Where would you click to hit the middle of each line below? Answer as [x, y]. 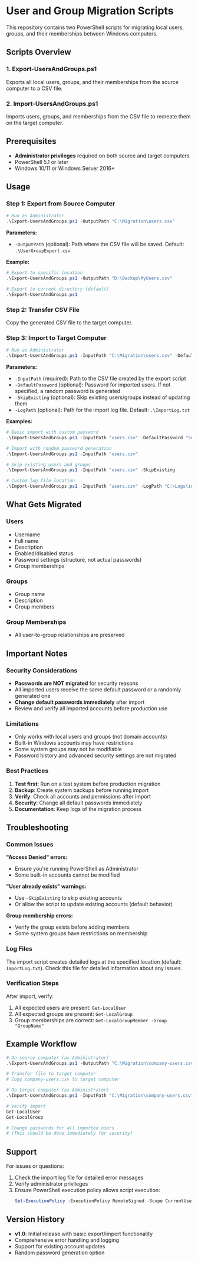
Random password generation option [60, 1253]
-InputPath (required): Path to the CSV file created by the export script [100, 379]
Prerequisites [31, 141]
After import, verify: [30, 996]
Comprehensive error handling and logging [67, 1240]
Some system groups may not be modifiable [68, 749]
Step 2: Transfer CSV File [43, 310]
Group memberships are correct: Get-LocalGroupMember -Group [91, 1020]
